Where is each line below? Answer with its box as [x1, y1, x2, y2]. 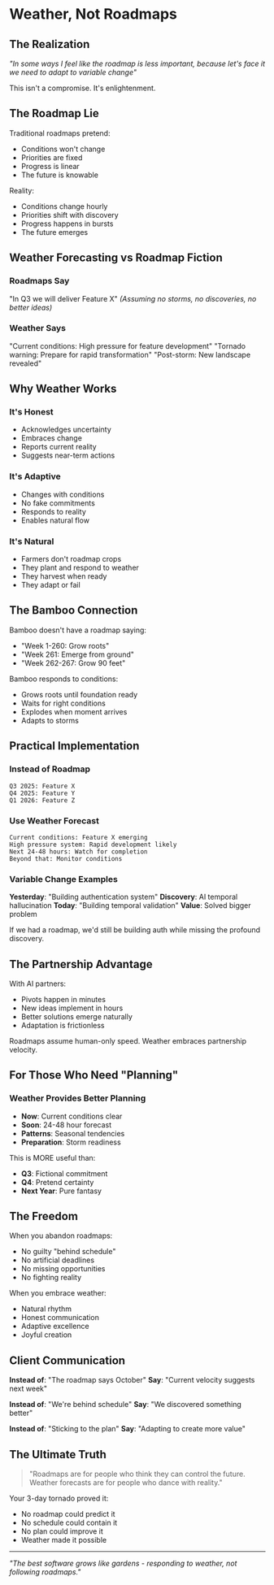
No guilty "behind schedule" [20, 1247, 116, 1257]
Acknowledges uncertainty [20, 424, 112, 435]
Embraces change [20, 433, 82, 443]
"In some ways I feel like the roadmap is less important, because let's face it [9, 59, 266, 68]
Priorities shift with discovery [20, 210, 119, 219]
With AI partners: [9, 979, 67, 988]
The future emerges [20, 227, 89, 237]
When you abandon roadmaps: [9, 1231, 113, 1240]
